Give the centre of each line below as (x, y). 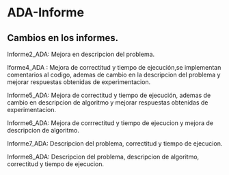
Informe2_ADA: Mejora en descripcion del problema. (81, 54)
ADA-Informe (45, 13)
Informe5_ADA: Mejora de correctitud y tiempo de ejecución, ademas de (109, 95)
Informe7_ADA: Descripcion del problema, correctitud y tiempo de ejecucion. (115, 144)
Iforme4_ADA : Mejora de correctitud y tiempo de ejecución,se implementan (114, 67)
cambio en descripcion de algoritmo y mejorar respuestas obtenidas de (108, 103)
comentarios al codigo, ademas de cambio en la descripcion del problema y (114, 75)
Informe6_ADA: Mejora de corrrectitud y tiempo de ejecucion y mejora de (110, 123)
